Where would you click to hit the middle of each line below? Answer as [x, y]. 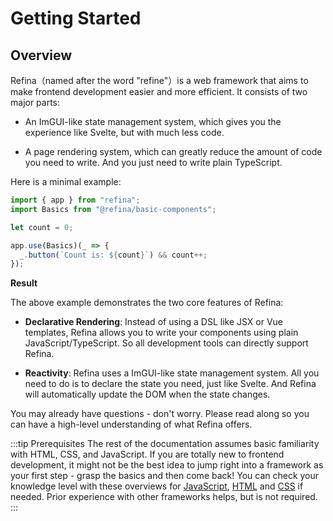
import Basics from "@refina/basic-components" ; [113, 209]
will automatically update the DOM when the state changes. [147, 394]
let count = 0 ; [42, 227]
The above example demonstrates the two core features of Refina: [147, 303]
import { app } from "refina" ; [75, 200]
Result [24, 283]
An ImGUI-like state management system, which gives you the [153, 121]
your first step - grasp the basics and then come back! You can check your [165, 476]
